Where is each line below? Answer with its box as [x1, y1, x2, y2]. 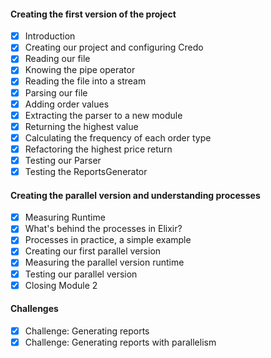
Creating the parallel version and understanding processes [10, 189, 261, 201]
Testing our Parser [24, 154, 102, 166]
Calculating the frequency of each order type [24, 131, 212, 144]
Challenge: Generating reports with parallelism [24, 336, 217, 348]
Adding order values [24, 98, 110, 110]
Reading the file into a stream [24, 75, 147, 87]
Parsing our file [24, 86, 88, 99]
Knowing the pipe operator [24, 64, 136, 76]
